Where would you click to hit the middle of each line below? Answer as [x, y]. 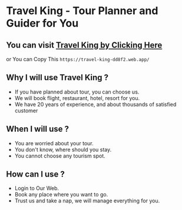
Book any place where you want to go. [61, 195]
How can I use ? [35, 174]
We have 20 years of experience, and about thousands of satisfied [95, 104]
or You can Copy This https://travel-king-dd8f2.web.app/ [78, 59]
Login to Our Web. [37, 188]
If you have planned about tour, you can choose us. [77, 92]
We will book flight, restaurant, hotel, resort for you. [77, 98]
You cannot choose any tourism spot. [60, 156]
